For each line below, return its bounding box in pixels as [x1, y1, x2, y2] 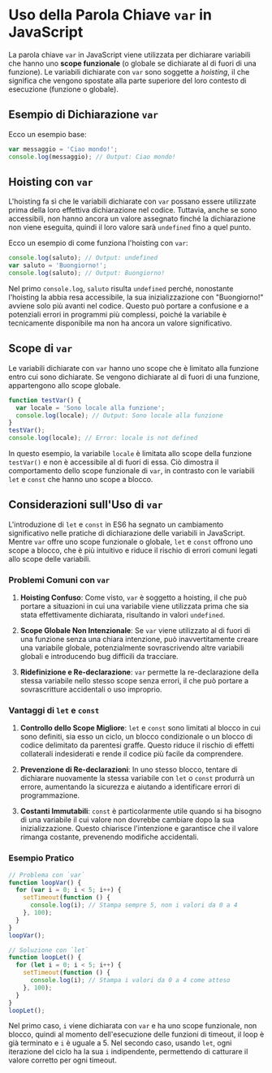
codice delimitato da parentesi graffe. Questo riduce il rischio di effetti [19, 740, 254, 750]
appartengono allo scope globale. [8, 380, 121, 390]
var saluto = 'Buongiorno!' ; [8, 261, 107, 269]
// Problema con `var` [8, 871, 85, 879]
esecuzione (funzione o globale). [8, 84, 119, 94]
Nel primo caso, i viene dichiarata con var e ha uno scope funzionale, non [8, 1021, 257, 1031]
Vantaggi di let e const [8, 705, 100, 716]
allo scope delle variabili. [8, 554, 92, 563]
